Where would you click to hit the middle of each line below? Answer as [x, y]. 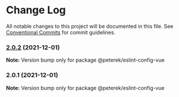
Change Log [36, 10]
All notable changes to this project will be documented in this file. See [90, 26]
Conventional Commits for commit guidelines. [61, 32]
